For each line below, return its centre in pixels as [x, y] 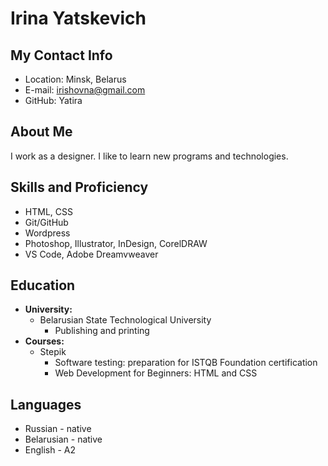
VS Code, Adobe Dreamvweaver [91, 254]
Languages [46, 404]
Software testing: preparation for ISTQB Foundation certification [186, 363]
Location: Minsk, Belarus [75, 79]
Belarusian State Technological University [125, 320]
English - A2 [50, 450]
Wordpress [47, 233]
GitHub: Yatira [53, 100]
